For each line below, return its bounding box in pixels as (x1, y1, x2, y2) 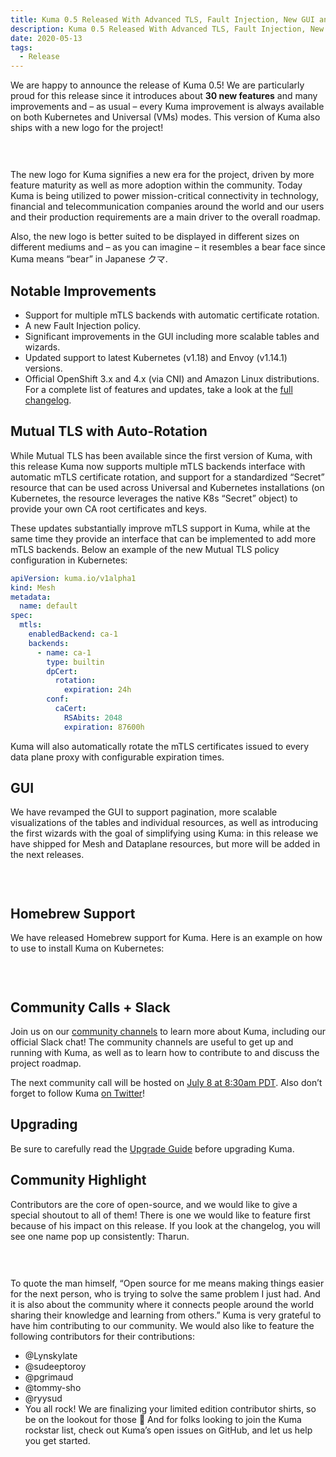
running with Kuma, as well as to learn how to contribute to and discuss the (10, 1047, 320, 1059)
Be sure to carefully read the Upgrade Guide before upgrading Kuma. (10, 1142, 295, 1155)
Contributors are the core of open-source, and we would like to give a (10, 1198, 298, 1210)
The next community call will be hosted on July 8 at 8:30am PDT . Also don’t (10, 1077, 323, 1089)
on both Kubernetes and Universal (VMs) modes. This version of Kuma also (10, 111, 321, 123)
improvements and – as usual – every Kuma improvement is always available (10, 101, 325, 113)
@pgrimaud (24, 1371, 74, 1383)
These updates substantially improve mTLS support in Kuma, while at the (10, 522, 311, 534)
